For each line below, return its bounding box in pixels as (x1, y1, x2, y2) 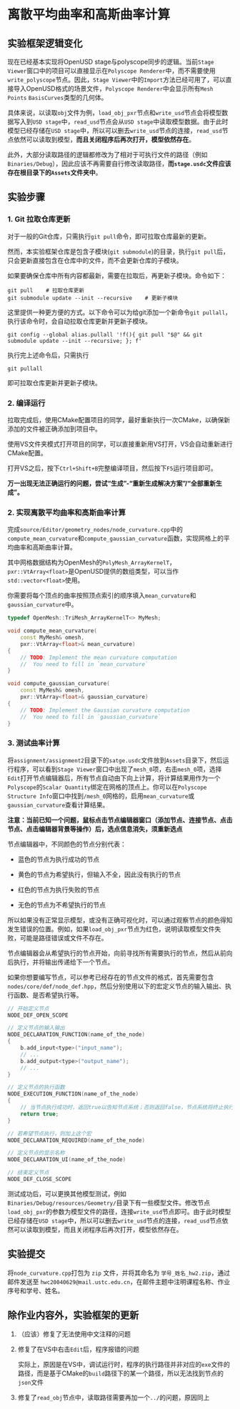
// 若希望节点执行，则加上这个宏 (7, 1130, 91, 1137)
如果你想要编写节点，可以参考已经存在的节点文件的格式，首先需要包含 (7, 972, 214, 981)
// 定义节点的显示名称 (7, 1150, 66, 1157)
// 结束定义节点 (7, 1169, 49, 1176)
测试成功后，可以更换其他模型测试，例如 (7, 1189, 126, 1198)
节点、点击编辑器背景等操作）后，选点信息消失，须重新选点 (7, 825, 183, 833)
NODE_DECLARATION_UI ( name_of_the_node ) (7, 1156, 126, 1163)
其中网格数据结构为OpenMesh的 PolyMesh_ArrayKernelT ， (7, 558, 176, 567)
